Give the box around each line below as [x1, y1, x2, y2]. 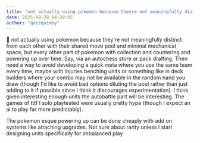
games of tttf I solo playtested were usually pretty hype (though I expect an [6, 100, 190, 107]
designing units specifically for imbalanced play [6, 130, 123, 137]
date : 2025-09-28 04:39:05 [6, 14, 73, 20]
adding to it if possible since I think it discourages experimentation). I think [6, 87, 189, 94]
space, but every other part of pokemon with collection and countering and [6, 49, 190, 56]
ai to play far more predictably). [6, 105, 83, 113]
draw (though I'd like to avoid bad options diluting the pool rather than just [6, 80, 188, 88]
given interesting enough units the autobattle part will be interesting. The [6, 93, 185, 100]
